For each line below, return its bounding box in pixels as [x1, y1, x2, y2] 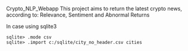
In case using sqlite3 [6, 23, 57, 30]
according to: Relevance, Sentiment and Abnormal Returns [6, 11, 150, 18]
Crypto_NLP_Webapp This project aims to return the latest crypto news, [6, 5, 183, 12]
